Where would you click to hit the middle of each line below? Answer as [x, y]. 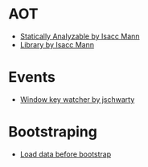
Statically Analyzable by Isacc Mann [80, 36]
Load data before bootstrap [66, 154]
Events [32, 77]
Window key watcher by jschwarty [77, 99]
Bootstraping [53, 132]
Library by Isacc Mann [57, 44]
